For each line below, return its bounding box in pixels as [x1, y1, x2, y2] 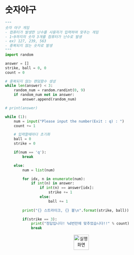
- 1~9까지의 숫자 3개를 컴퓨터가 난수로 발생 [5, 34, 82, 39]
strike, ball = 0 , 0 [5, 65, 47, 70]
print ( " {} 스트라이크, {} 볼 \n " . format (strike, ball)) [22, 208, 129, 213]
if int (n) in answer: [30, 181, 75, 186]
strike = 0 [14, 141, 36, 146]
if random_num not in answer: [14, 93, 75, 97]
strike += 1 [48, 190, 73, 195]
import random [5, 52, 34, 57]
